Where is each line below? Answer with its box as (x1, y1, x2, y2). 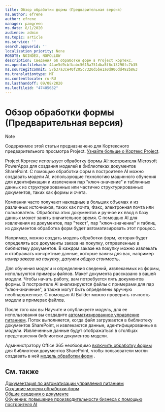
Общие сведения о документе (5, 391, 69, 397)
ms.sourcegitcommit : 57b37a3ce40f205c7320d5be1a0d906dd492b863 (5, 67, 138, 72)
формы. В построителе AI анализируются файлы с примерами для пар (5, 281, 154, 287)
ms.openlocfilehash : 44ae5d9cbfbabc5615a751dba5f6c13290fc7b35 (5, 62, 138, 67)
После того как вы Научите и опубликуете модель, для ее (5, 307, 128, 313)
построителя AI (5, 402, 38, 408)
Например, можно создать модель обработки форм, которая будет (5, 235, 148, 241)
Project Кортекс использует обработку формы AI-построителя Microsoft (5, 158, 157, 164)
